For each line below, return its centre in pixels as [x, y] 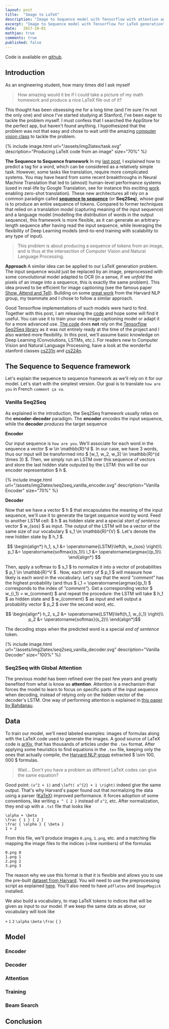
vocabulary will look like [30, 911]
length [12, 225]
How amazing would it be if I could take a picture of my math [80, 95]
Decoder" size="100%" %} [33, 654]
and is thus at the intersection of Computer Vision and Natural [81, 251]
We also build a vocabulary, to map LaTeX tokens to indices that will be [78, 901]
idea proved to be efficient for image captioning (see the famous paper [79, 288]
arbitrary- [151, 220]
